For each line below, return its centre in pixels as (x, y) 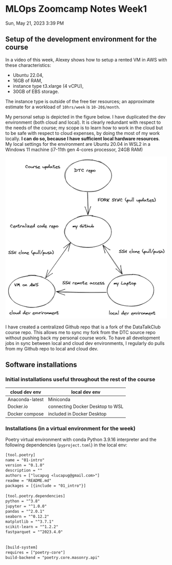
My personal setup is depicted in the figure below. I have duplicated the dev (85, 116)
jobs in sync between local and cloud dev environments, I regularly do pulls (85, 343)
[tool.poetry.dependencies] (35, 496)
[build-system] (22, 548)
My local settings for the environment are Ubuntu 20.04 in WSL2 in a (78, 144)
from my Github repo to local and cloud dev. (52, 348)
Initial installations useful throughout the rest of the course (80, 379)
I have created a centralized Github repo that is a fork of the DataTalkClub (83, 327)
